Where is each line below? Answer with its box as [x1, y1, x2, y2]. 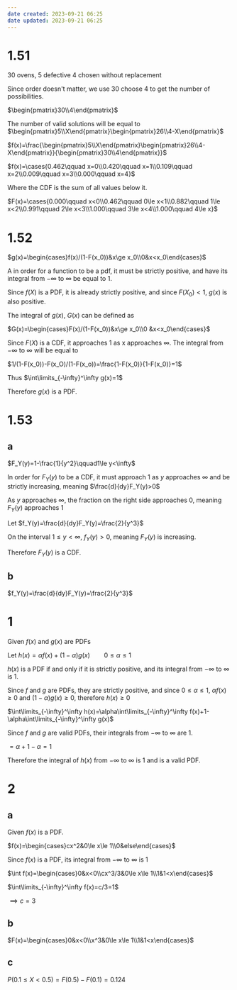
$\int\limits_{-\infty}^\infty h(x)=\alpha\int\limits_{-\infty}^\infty [7, 707, 188, 716]
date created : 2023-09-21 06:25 [7, 10, 103, 18]
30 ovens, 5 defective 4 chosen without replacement [7, 71, 162, 79]
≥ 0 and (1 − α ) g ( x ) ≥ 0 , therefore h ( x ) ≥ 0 [7, 694, 131, 702]
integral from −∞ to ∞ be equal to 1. [7, 274, 112, 283]
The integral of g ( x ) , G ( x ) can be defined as [7, 311, 135, 320]
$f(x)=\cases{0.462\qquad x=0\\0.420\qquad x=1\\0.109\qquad [7, 162, 193, 171]
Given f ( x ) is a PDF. [7, 828, 64, 837]
